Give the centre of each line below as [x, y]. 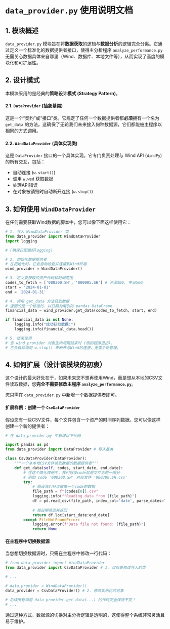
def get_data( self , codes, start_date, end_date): [69, 468]
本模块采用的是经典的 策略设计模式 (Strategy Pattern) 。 [63, 93]
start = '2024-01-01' [28, 287]
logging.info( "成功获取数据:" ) [45, 324]
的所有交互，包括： [25, 162]
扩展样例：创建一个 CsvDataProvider [43, 407]
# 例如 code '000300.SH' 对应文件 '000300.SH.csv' [76, 477]
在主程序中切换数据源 [27, 541]
